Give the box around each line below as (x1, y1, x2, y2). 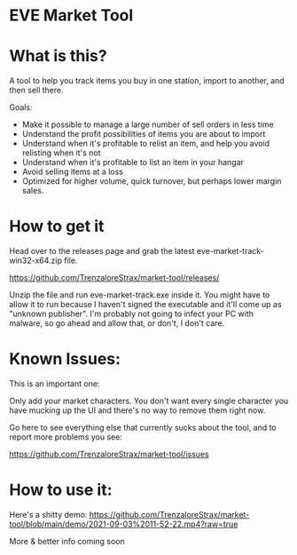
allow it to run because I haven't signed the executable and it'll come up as (9, 299, 282, 310)
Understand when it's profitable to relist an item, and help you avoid (21, 139, 270, 149)
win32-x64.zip (9, 255, 63, 266)
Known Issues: (9, 349, 121, 369)
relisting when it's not (21, 147, 101, 158)
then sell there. (9, 85, 64, 96)
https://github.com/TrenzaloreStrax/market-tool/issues (9, 449, 210, 459)
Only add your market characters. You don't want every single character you (9, 396, 289, 406)
